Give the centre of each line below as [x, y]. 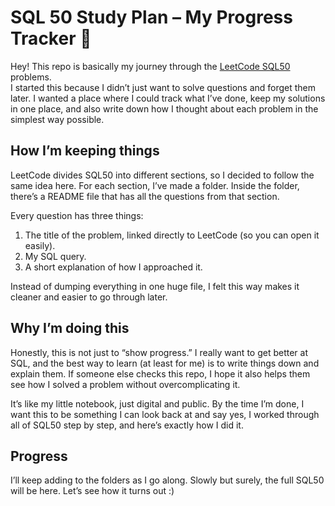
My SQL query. [55, 256]
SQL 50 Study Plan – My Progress [151, 17]
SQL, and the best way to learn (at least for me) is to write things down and [165, 363]
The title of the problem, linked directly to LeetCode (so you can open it [172, 235]
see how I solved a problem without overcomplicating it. [125, 384]
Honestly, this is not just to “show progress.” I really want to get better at [159, 352]
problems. [31, 77]
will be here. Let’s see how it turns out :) [92, 491]
